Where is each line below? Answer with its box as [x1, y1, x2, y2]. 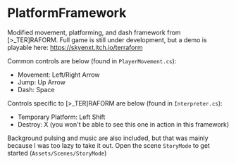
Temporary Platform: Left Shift [17, 113, 106, 121]
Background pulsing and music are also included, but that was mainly [7, 134, 209, 142]
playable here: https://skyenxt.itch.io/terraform [7, 43, 143, 51]
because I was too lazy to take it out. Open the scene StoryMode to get [7, 141, 210, 149]
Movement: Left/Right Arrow [17, 70, 100, 79]
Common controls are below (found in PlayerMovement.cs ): [7, 56, 177, 65]
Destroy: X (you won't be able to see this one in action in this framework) [17, 120, 230, 128]
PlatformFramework [7, 5, 127, 21]
